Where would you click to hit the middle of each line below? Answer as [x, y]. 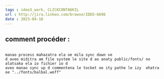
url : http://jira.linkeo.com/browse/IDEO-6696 [56, 14]
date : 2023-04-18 [24, 19]
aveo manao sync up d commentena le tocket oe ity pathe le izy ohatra [82, 68]
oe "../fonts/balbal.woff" [33, 73]
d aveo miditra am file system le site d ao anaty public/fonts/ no [78, 59]
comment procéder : [38, 39]
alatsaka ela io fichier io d [37, 64]
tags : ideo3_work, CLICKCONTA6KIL [42, 10]
